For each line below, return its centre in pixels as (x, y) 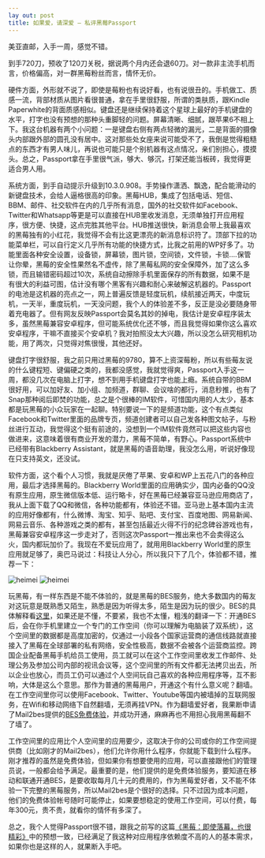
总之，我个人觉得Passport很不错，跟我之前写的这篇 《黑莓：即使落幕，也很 (130, 826)
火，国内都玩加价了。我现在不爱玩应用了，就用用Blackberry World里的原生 (130, 544)
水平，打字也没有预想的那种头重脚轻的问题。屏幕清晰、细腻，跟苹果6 (121, 119)
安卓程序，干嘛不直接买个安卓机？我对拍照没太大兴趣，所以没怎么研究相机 (129, 333)
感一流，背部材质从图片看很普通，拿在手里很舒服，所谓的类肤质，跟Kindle (129, 99)
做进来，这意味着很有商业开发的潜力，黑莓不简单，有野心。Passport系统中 (130, 438)
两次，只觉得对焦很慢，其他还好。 (91, 343)
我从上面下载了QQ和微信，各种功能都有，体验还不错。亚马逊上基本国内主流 (131, 505)
